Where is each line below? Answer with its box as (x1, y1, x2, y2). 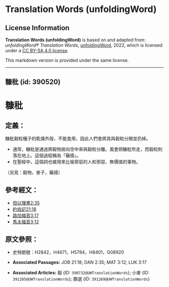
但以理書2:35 (12, 200, 40, 206)
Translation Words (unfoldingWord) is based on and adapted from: (5, 37, 146, 43)
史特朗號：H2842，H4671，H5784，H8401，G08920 (12, 249, 124, 255)
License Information (5, 24, 69, 32)
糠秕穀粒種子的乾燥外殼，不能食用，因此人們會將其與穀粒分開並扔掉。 (5, 136, 151, 142)
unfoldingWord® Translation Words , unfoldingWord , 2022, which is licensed (5, 42, 162, 48)
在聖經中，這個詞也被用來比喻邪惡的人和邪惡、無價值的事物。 (12, 159, 141, 165)
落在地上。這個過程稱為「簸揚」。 (12, 152, 81, 159)
